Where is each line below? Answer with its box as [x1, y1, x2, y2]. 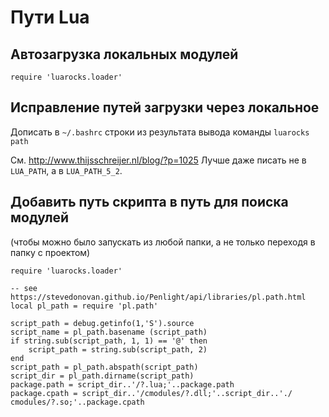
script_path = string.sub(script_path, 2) [28, 344, 208, 355]
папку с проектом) [10, 246, 91, 258]
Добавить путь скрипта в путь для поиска [10, 194, 289, 211]
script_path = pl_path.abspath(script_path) [10, 362, 199, 372]
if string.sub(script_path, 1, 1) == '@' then [10, 336, 208, 346]
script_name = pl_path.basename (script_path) [10, 327, 208, 337]
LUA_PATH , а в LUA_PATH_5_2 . [10, 164, 123, 176]
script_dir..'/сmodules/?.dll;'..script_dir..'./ [81, 388, 293, 398]
